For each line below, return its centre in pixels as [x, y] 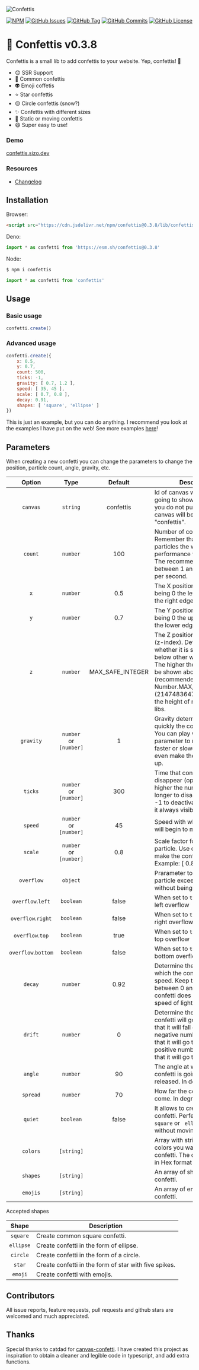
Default [119, 483]
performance [173, 554]
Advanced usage [31, 343]
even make [169, 756]
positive [165, 1049]
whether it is [171, 650]
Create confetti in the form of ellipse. [87, 1245]
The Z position [174, 635]
